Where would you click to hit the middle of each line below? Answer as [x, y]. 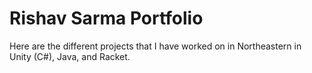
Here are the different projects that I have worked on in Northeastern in [155, 46]
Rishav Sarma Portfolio [106, 18]
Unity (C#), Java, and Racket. [70, 56]
